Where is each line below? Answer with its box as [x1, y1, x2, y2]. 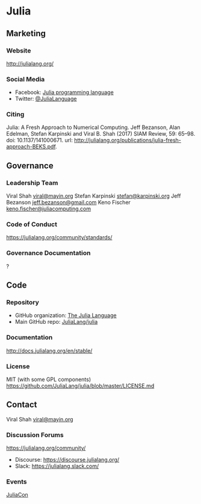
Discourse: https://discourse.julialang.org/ [14, 456, 120, 464]
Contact [6, 400, 37, 410]
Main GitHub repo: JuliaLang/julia [14, 318, 98, 326]
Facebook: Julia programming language [14, 89, 114, 96]
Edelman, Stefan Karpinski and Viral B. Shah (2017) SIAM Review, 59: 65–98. [6, 130, 196, 137]
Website [6, 46, 31, 55]
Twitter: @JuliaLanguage [14, 95, 77, 102]
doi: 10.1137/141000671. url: [6, 137, 73, 144]
